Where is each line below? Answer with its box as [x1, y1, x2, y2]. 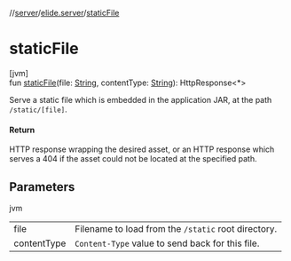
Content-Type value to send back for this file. [75, 237, 260, 249]
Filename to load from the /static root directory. [75, 222, 278, 234]
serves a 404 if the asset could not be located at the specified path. [9, 154, 257, 164]
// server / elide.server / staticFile [9, 8, 120, 18]
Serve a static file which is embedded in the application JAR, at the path [9, 94, 272, 105]
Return [9, 124, 35, 135]
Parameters [9, 179, 75, 194]
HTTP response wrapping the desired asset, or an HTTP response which [9, 144, 275, 154]
